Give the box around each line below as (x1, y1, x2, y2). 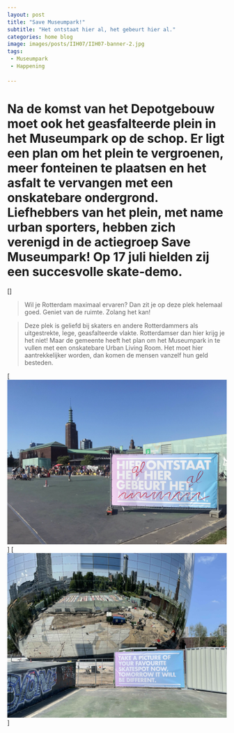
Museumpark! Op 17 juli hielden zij (7, 249, 210, 265)
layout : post (7, 11, 45, 18)
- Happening (10, 63, 45, 70)
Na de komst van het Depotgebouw (7, 101, 215, 116)
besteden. (24, 358, 54, 366)
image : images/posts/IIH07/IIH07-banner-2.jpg (7, 40, 145, 48)
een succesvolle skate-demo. (7, 263, 183, 279)
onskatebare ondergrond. (7, 190, 159, 206)
